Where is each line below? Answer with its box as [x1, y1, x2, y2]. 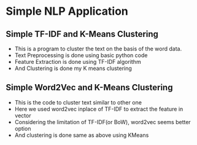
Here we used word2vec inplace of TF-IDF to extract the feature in [14, 105, 183, 112]
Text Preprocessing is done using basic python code [14, 52, 148, 59]
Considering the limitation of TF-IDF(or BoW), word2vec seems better [14, 118, 191, 125]
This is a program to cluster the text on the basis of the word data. [14, 45, 182, 52]
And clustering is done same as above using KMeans [14, 131, 149, 139]
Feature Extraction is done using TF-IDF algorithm [14, 58, 142, 65]
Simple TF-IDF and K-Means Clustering [6, 29, 159, 39]
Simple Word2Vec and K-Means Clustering [6, 82, 173, 93]
